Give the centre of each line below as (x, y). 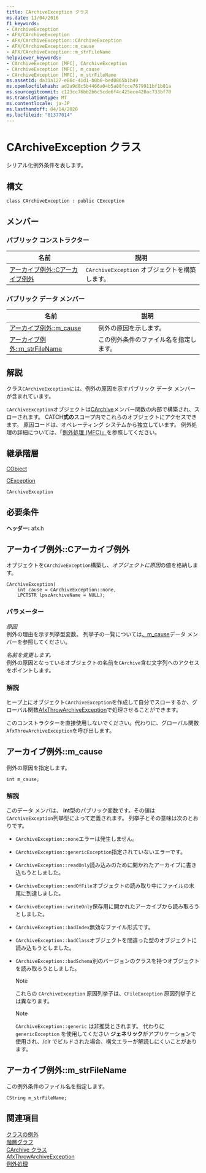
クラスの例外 (22, 1134)
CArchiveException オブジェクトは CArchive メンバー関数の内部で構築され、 (100, 409)
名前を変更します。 (30, 655)
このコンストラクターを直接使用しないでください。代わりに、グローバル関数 (103, 723)
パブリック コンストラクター (48, 240)
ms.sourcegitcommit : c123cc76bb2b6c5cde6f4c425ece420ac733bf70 (89, 92)
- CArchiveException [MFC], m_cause (53, 69)
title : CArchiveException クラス (48, 12)
